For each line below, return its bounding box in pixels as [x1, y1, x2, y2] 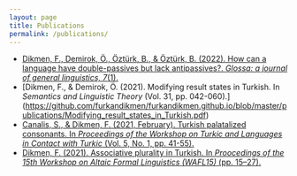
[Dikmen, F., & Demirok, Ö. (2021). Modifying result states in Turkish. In [21, 81, 280, 93]
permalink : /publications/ [9, 29, 109, 38]
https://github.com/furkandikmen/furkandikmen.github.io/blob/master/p [25, 101, 287, 111]
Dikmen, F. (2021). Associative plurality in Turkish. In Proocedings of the [21, 148, 285, 158]
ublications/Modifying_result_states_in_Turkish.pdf [21, 110, 206, 120]
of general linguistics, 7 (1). [21, 73, 119, 83]
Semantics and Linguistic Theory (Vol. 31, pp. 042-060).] [21, 91, 231, 102]
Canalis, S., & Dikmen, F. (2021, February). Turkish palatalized [21, 119, 247, 130]
